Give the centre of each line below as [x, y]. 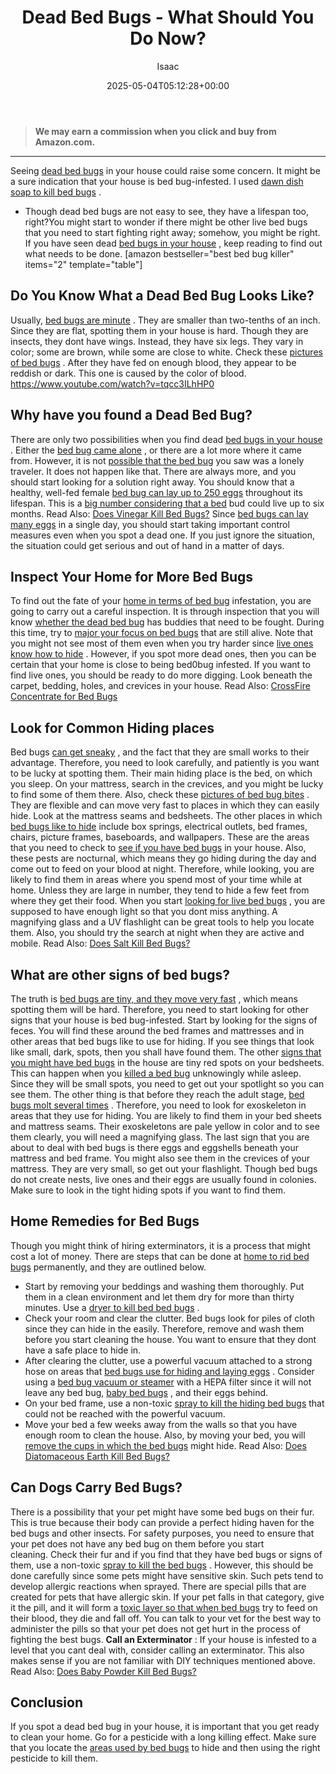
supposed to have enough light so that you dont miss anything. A [144, 912]
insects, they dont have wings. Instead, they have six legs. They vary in [157, 341]
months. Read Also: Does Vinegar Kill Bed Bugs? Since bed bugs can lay [159, 513]
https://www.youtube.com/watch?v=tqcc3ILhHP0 [112, 383]
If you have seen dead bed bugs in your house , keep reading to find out [173, 243]
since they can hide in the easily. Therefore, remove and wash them [164, 1328]
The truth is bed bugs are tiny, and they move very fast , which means [154, 999]
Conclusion [47, 1702]
